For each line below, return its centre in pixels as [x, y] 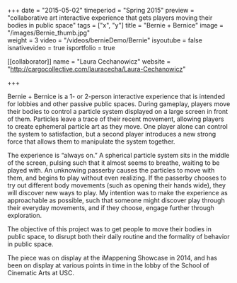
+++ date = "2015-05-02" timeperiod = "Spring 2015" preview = [101, 10]
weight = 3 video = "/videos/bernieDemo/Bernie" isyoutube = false [105, 40]
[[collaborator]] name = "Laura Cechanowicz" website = [89, 62]
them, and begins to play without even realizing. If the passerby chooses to [117, 178]
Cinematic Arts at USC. [41, 273]
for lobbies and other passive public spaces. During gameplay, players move [119, 104]
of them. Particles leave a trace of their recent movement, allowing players [116, 119]
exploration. [25, 215]
